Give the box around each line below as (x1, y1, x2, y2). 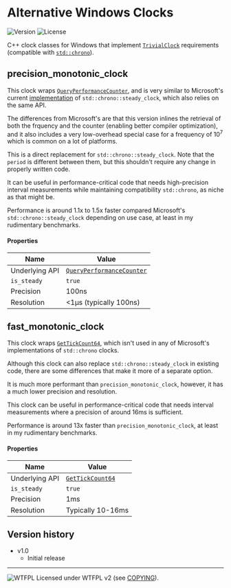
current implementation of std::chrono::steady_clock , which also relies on (7, 93, 219, 102)
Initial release (27, 554, 65, 563)
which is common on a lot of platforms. (7, 137, 118, 146)
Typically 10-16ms (65, 505, 129, 514)
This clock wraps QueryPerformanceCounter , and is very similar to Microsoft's (7, 86, 223, 94)
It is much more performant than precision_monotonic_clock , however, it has (7, 380, 223, 389)
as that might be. (7, 193, 55, 201)
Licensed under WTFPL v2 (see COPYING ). (36, 574, 159, 582)
